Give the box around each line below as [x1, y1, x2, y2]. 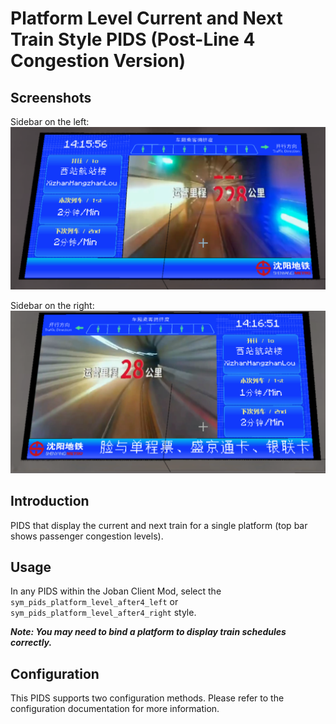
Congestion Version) [10, 50, 187, 72]
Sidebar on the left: [10, 116, 90, 127]
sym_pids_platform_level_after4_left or [10, 596, 179, 608]
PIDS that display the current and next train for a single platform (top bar [10, 519, 308, 531]
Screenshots [10, 89, 92, 106]
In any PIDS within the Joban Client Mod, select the [10, 585, 222, 597]
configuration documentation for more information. [10, 703, 220, 715]
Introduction [10, 493, 90, 510]
